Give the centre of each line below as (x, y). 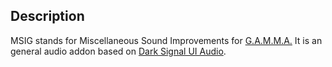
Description (47, 16)
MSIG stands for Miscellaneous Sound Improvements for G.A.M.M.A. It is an (166, 40)
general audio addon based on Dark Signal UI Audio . (118, 51)
